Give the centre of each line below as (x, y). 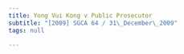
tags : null (27, 30)
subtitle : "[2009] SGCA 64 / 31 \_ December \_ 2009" (93, 23)
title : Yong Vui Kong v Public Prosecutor (80, 15)
